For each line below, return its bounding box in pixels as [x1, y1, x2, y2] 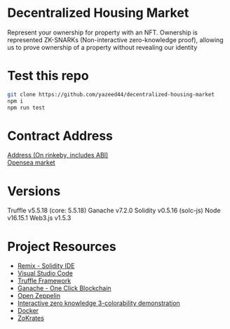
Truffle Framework [17, 276, 72, 285]
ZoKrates [17, 314, 44, 323]
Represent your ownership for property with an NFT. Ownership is [7, 28, 198, 37]
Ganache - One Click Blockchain [17, 284, 111, 292]
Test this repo [7, 68, 89, 84]
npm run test [7, 104, 46, 111]
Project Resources [7, 238, 117, 254]
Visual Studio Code [17, 269, 74, 278]
